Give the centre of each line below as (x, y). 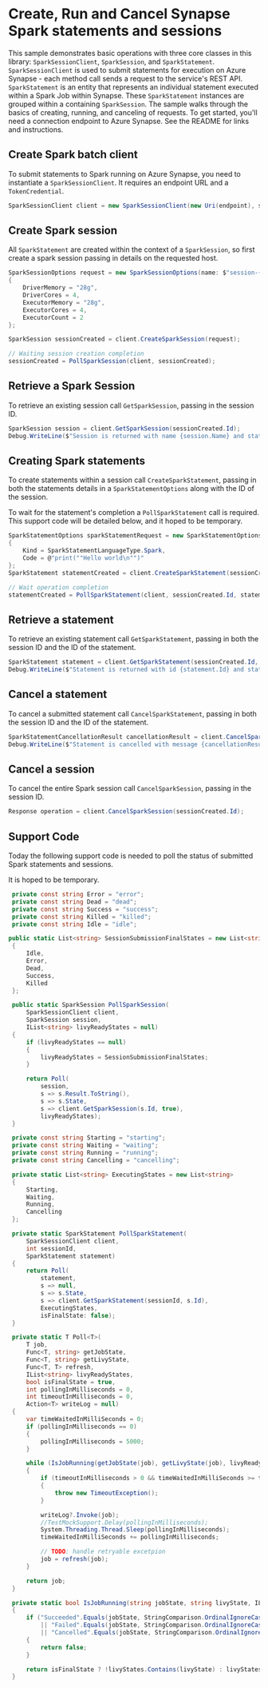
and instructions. (36, 130)
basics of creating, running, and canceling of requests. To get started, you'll (133, 112)
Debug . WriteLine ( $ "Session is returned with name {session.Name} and (126, 436)
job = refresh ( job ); (75, 1559)
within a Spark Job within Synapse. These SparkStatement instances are (126, 95)
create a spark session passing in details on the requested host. (113, 258)
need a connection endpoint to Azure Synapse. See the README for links (129, 121)
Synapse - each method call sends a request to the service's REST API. (126, 78)
